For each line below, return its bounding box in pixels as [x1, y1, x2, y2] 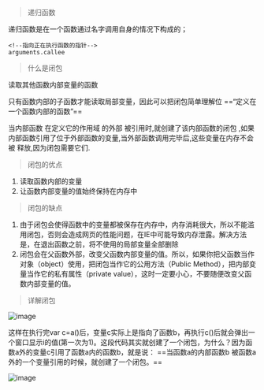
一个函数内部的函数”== [8, 106, 83, 116]
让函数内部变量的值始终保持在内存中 [19, 187, 138, 195]
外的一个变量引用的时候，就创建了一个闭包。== [8, 358, 163, 366]
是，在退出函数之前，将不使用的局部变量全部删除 [19, 240, 179, 249]
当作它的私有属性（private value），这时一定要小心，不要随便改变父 [26, 269, 245, 278]
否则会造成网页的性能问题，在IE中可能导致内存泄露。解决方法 [46, 230, 247, 239]
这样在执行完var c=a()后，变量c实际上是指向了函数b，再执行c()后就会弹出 [8, 328, 248, 337]
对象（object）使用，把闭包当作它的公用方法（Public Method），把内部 [19, 259, 250, 269]
